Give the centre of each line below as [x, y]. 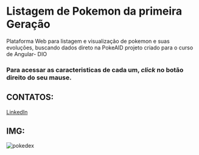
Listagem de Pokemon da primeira [94, 11]
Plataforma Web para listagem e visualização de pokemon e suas [88, 41]
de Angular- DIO [27, 54]
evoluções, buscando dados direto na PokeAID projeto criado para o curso [100, 48]
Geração [28, 24]
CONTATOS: [30, 97]
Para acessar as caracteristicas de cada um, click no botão [95, 70]
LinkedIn [17, 112]
